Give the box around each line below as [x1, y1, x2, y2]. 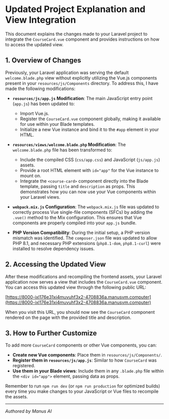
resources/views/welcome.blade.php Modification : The [12, 141, 126, 147]
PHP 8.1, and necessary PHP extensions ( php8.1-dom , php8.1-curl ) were [12, 240, 161, 246]
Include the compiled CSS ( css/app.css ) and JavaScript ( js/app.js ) [20, 156, 160, 162]
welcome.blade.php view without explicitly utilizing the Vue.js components [5, 74, 157, 81]
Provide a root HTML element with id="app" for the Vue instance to [20, 167, 159, 173]
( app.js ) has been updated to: [12, 101, 75, 107]
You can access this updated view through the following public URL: [5, 284, 147, 290]
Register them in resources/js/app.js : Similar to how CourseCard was [12, 357, 157, 363]
